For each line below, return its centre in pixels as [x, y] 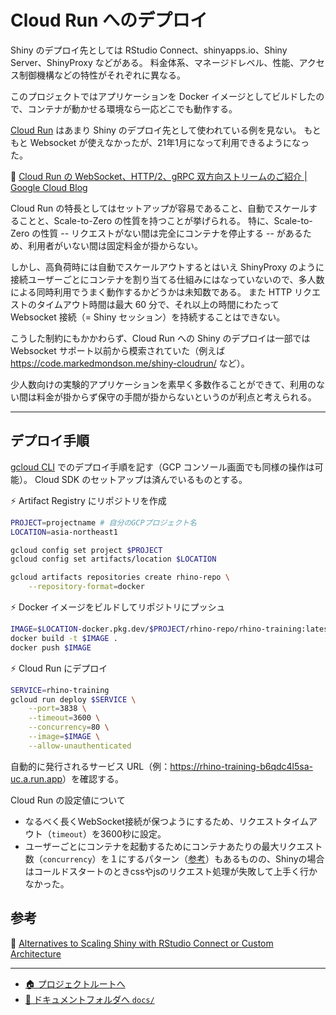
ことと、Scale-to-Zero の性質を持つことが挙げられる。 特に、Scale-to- [165, 220]
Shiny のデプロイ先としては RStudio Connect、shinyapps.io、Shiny [149, 50]
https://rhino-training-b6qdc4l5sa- [241, 766]
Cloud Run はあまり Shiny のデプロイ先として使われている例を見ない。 [156, 130]
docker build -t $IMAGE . [64, 638]
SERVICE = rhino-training [60, 690]
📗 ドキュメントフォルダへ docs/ [89, 999]
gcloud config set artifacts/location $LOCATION [113, 559]
